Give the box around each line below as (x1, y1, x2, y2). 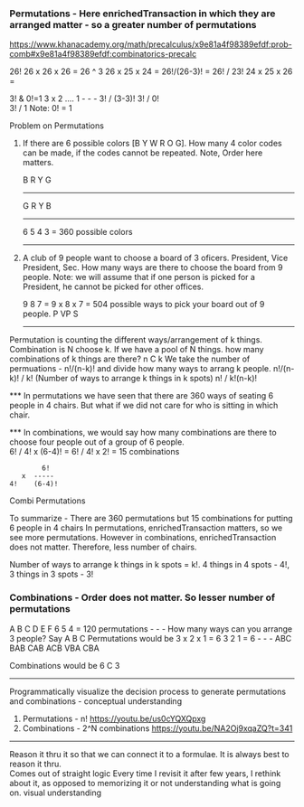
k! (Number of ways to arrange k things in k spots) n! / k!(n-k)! (25, 373, 258, 384)
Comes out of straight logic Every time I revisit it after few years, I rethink (9, 767, 281, 779)
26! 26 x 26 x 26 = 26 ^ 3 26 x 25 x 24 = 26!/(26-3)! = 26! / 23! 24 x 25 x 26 (9, 66, 293, 77)
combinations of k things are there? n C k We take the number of (9, 353, 251, 364)
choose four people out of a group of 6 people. (9, 436, 185, 447)
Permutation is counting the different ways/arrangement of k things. (9, 334, 262, 345)
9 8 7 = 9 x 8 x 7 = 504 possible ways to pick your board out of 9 (22, 299, 265, 310)
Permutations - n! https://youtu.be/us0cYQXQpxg (22, 713, 206, 724)
